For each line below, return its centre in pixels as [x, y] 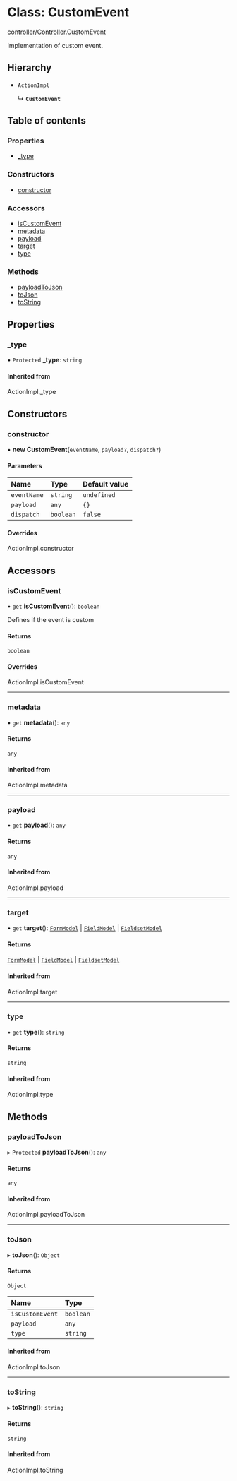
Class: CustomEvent [68, 12]
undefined [99, 495]
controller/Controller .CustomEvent [57, 32]
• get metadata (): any [39, 722]
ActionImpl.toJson [34, 1367]
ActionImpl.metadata [38, 785]
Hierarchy [30, 68]
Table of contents [47, 121]
